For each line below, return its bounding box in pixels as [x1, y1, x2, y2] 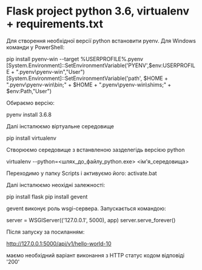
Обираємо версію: [6, 99, 55, 107]
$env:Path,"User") [6, 87, 52, 94]
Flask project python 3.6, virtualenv [6, 4, 190, 18]
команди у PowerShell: [6, 44, 65, 51]
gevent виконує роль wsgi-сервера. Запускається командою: [6, 205, 166, 212]
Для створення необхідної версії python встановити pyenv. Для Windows [6, 37, 196, 44]
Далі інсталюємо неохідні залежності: [6, 181, 106, 188]
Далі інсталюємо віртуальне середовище [6, 122, 114, 130]
